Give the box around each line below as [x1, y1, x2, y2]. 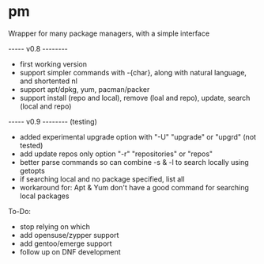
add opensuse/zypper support [19, 230, 119, 239]
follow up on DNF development [19, 247, 121, 256]
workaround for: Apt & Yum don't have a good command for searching [19, 182, 249, 192]
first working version [19, 59, 87, 69]
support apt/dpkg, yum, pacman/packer [19, 84, 150, 94]
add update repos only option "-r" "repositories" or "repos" [19, 149, 213, 159]
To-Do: [8, 206, 32, 216]
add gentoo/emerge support [19, 239, 112, 248]
